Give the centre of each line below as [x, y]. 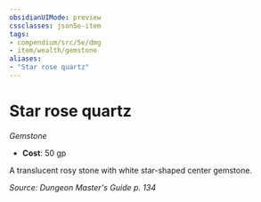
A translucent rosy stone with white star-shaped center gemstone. [130, 170]
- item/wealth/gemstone [53, 51]
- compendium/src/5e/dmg [55, 42]
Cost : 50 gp [44, 153]
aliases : [25, 59]
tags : [19, 34]
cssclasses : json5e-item [55, 26]
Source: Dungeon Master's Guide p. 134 [83, 187]
